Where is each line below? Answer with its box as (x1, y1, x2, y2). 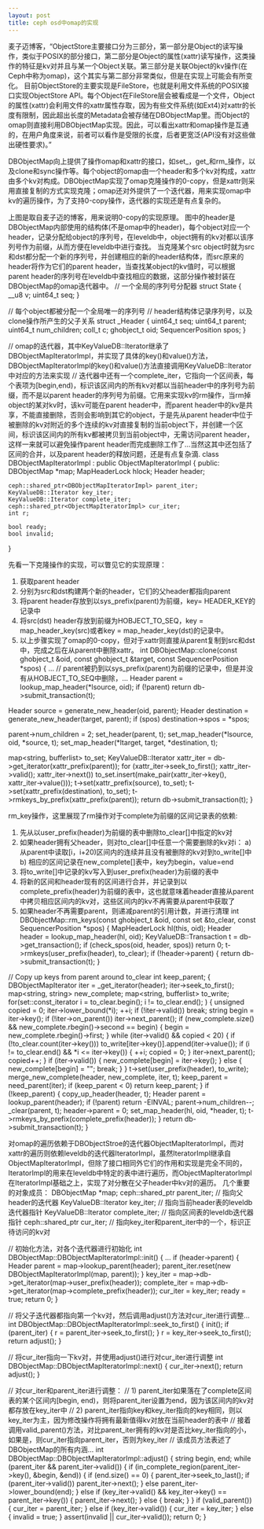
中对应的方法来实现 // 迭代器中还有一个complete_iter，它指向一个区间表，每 (8, 370, 254, 380)
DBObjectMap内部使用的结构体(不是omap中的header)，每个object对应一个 (8, 222, 251, 232)
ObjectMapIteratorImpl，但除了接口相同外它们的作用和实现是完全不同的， (8, 1158, 247, 1167)
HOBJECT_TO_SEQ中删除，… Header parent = (33, 673, 184, 682)
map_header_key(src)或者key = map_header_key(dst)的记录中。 (19, 626, 229, 635)
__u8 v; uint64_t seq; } (8, 290, 80, 300)
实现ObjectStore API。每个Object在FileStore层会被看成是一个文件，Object (14, 90, 255, 100)
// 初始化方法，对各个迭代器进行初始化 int (8, 1244, 143, 1253)
